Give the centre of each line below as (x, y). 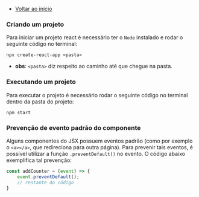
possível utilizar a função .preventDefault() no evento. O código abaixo (96, 153)
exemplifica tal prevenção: (39, 160)
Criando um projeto (35, 24)
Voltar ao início (33, 9)
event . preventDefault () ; (48, 177)
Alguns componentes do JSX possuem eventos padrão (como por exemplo (99, 141)
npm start (19, 112)
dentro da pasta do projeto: (40, 102)
